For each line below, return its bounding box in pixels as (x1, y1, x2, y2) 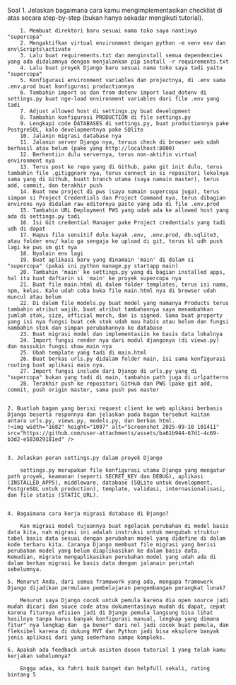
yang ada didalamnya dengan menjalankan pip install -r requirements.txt (7, 58, 230, 65)
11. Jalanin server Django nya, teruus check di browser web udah (20, 139, 220, 146)
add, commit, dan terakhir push (7, 182, 102, 189)
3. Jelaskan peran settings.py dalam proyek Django (7, 454, 163, 461)
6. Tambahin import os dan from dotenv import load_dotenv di (20, 89, 207, 96)
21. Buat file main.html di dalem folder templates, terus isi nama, (20, 281, 230, 288)
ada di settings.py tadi (7, 213, 81, 220)
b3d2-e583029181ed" (7, 436, 65, 443)
